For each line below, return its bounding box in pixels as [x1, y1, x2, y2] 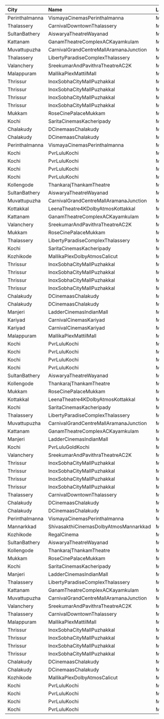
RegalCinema [48, 531, 79, 538]
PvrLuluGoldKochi [48, 444, 90, 450]
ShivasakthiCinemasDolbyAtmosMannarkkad [48, 523, 151, 530]
